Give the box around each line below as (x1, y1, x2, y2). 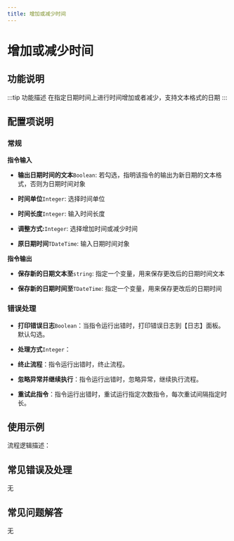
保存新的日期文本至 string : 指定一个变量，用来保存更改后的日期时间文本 (17, 269, 225, 278)
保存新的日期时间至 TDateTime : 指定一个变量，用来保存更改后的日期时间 (17, 285, 223, 293)
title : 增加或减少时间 (7, 10, 67, 18)
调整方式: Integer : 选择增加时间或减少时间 (17, 225, 138, 233)
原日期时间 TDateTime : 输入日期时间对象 (17, 240, 130, 248)
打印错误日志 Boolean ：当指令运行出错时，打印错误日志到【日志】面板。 (17, 321, 225, 330)
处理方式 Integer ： (17, 344, 71, 353)
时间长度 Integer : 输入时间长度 (17, 209, 105, 218)
